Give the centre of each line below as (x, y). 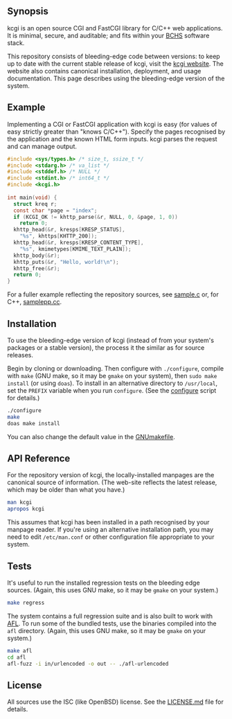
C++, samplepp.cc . (35, 302)
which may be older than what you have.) (66, 490)
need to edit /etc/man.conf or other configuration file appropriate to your (111, 537)
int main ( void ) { (32, 197)
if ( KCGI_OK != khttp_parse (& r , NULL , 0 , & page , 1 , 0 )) (96, 217)
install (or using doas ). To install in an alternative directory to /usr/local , (113, 383)
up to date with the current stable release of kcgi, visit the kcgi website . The (115, 63)
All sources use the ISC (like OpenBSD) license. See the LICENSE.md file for (115, 702)
